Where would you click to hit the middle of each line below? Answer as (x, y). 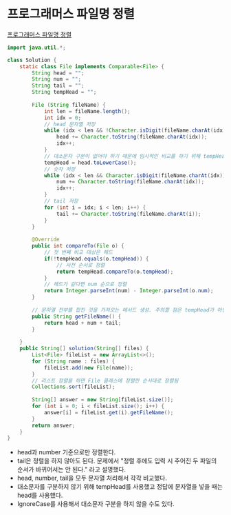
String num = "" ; (56, 79)
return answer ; (54, 425)
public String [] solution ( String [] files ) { (84, 349)
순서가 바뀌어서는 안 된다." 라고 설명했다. (71, 469)
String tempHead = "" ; (64, 92)
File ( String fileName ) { (69, 105)
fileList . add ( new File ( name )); (89, 367)
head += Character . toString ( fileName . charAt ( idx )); (132, 137)
